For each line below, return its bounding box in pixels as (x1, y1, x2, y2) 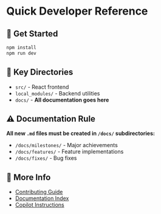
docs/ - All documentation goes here (15, 96, 109, 103)
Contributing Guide (15, 188, 63, 196)
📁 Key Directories (6, 67, 74, 77)
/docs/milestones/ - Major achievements (15, 142, 118, 149)
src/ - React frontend (15, 83, 69, 91)
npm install (6, 44, 36, 50)
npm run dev (6, 50, 36, 56)
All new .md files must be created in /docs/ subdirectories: (6, 129, 155, 137)
